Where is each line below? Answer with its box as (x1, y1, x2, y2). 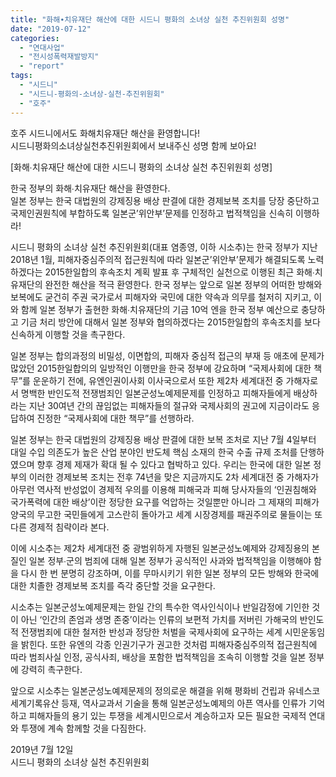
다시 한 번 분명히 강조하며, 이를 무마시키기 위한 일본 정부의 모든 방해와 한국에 (20, 567, 320, 579)
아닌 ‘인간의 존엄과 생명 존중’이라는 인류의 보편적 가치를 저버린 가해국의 (20, 613, 298, 625)
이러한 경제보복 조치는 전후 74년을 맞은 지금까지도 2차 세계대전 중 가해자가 (28, 471, 320, 483)
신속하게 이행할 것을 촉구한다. (10, 328, 126, 340)
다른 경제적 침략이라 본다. (10, 521, 110, 533)
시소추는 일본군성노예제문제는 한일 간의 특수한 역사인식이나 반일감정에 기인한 (10, 601, 310, 613)
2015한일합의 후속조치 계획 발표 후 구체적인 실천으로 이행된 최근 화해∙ (44, 266, 315, 278)
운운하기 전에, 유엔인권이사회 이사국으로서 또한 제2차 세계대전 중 (32, 374, 284, 386)
